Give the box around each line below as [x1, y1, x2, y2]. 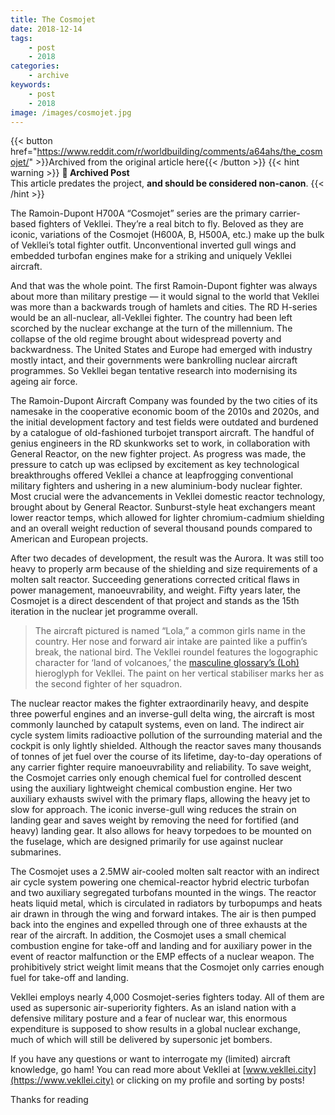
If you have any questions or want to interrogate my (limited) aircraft [10, 1053, 291, 1065]
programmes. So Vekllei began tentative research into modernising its [10, 365, 298, 377]
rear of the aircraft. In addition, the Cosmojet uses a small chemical [10, 929, 287, 941]
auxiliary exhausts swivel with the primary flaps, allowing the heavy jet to [10, 793, 311, 805]
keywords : [10, 80, 52, 90]
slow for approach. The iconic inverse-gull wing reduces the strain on [10, 804, 297, 816]
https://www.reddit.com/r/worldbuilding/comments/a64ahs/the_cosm [36, 146, 323, 158]
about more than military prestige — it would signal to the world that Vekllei [10, 291, 320, 303]
